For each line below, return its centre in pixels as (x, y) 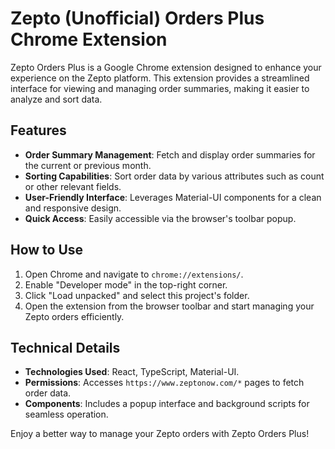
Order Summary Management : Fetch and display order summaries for (170, 154)
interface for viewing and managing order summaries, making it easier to (160, 88)
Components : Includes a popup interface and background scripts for (167, 404)
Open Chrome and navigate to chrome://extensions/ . (134, 274)
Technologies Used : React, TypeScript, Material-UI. (132, 372)
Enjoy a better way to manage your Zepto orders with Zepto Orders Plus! (160, 434)
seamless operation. (66, 414)
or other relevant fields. (73, 186)
